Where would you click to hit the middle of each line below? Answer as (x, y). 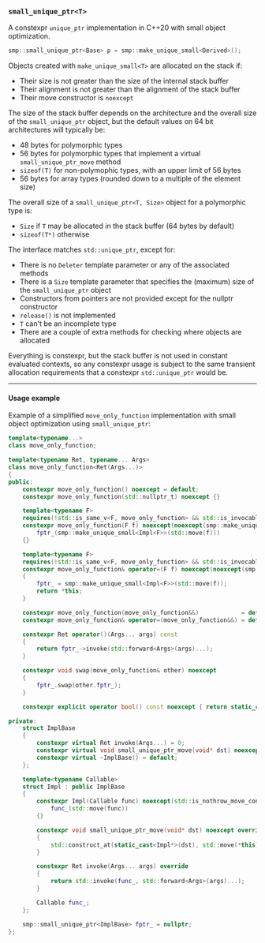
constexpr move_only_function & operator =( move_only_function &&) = (134, 620)
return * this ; (60, 591)
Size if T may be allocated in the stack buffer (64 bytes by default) (127, 226)
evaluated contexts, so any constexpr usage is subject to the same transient (132, 364)
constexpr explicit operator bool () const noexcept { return (125, 707)
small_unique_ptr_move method (70, 162)
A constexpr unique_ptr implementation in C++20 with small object (117, 28)
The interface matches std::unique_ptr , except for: (92, 250)
